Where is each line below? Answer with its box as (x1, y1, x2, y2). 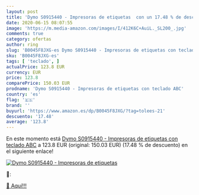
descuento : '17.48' (6, 113, 54, 119)
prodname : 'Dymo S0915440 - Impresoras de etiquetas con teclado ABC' (6, 86, 184, 92)
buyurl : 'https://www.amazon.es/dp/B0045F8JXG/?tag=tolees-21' (6, 108, 166, 114)
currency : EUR (6, 69, 41, 75)
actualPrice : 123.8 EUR (6, 63, 65, 70)
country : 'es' (6, 91, 41, 97)
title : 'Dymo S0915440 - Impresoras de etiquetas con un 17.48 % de (6, 14, 182, 20)
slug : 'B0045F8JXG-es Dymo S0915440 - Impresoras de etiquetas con (6, 47, 176, 53)
